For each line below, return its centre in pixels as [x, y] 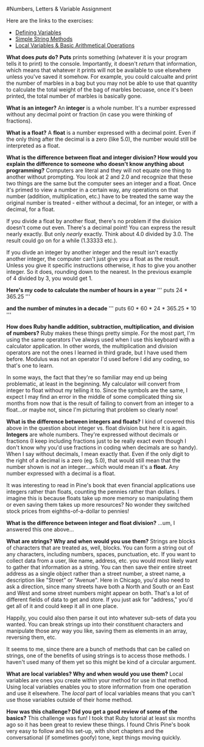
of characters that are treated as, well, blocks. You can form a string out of [100, 548]
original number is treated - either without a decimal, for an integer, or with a [102, 203]
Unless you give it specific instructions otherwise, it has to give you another [101, 265]
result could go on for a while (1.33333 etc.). [62, 241]
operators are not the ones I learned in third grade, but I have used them [97, 352]
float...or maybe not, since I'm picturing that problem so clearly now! [92, 410]
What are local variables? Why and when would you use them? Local [95, 674]
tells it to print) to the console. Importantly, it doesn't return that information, [102, 64]
